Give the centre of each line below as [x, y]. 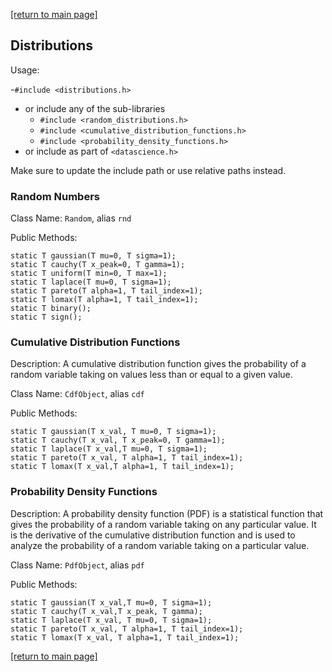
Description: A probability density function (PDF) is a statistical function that [167, 513]
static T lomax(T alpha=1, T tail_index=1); [104, 300]
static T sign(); [46, 317]
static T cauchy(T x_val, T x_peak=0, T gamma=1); [118, 440]
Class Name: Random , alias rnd [71, 218]
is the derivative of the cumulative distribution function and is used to [153, 535]
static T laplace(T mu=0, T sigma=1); [91, 282]
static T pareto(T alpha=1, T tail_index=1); [106, 291]
